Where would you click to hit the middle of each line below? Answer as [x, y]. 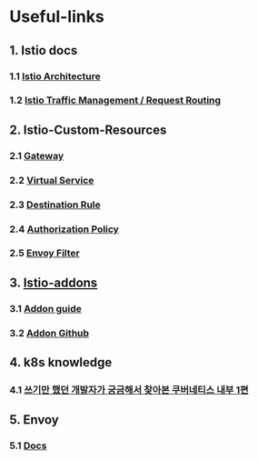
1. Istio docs [44, 50]
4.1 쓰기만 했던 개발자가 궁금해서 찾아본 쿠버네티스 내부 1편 [129, 390]
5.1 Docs [28, 445]
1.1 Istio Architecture [55, 76]
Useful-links [57, 17]
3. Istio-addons [54, 282]
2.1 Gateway [37, 155]
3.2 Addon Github [49, 333]
